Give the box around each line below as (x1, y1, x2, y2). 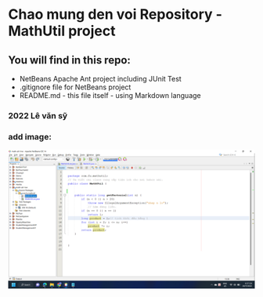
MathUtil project (8, 22, 116, 40)
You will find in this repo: (8, 53, 131, 67)
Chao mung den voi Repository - (8, 5, 223, 24)
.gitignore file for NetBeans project (19, 82, 131, 92)
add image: (8, 131, 52, 142)
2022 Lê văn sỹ (8, 110, 68, 121)
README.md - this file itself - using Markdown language (19, 91, 201, 100)
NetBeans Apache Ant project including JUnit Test (19, 74, 182, 83)
